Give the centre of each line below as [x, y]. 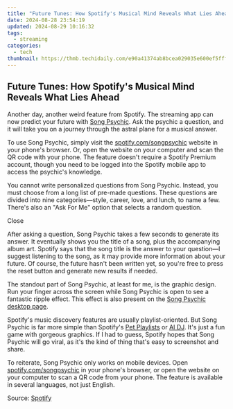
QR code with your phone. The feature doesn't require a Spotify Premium [112, 157]
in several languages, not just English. [61, 384]
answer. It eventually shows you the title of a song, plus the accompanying [114, 241]
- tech [23, 53]
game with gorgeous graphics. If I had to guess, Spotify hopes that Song [111, 334]
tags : [15, 33]
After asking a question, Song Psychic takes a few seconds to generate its [113, 234]
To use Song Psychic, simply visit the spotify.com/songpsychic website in [113, 142]
